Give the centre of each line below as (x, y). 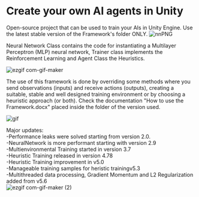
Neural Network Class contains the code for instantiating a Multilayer (91, 46)
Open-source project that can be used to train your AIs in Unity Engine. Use (99, 28)
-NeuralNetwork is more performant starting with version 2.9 (81, 143)
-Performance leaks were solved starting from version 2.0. (79, 137)
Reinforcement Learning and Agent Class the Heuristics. (76, 58)
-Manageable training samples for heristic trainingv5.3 (73, 168)
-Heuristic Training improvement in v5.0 (55, 162)
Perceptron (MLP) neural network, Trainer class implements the (85, 51)
